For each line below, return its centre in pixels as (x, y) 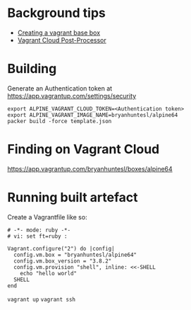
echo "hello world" (49, 273)
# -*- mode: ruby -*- (39, 230)
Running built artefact (73, 197)
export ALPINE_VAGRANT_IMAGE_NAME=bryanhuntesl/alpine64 (93, 115)
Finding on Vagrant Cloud (84, 149)
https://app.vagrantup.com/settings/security (72, 96)
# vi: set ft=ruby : (38, 236)
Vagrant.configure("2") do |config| (61, 248)
